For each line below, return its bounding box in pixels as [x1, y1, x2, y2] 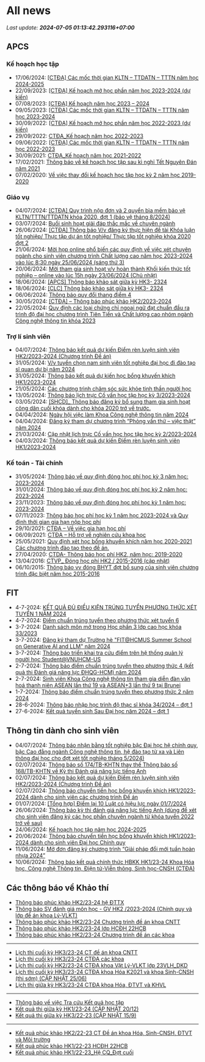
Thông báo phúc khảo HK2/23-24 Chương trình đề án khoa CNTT [15, 918, 181, 925]
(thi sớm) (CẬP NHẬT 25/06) [15, 975, 87, 982]
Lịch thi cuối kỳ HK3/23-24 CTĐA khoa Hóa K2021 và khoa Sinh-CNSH [15, 968, 194, 975]
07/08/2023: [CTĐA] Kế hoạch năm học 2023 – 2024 [15, 100, 149, 107]
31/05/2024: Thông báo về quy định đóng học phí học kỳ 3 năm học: [15, 473, 189, 480]
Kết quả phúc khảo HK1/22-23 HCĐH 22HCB [15, 1042, 128, 1049]
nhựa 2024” [15, 852, 46, 859]
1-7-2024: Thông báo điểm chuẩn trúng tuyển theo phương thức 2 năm [15, 688, 194, 696]
